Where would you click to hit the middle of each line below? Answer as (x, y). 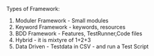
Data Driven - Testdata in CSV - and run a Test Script (82, 46)
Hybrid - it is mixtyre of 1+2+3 (53, 40)
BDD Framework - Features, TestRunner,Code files (79, 33)
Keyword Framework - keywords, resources (70, 27)
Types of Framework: (33, 9)
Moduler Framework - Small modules (62, 20)
